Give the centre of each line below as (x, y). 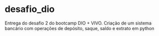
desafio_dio (30, 9)
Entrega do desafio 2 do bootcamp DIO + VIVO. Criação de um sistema (78, 23)
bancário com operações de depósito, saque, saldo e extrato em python (79, 28)
